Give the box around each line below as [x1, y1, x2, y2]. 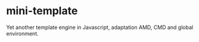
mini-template [6, 4, 78, 18]
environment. [6, 30, 39, 37]
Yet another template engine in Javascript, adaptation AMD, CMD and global [6, 24, 194, 31]
